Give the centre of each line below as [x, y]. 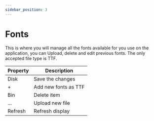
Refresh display [52, 111]
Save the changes [55, 79]
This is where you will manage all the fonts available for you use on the [77, 48]
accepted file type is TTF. [31, 58]
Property [18, 71]
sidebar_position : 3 [26, 10]
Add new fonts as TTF [59, 87]
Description [59, 71]
